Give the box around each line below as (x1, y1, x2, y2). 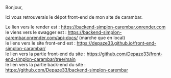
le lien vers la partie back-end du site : (5, 62, 86, 67)
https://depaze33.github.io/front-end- (76, 40, 157, 46)
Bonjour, (5, 5, 23, 10)
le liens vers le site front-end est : (5, 40, 76, 46)
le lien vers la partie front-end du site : (5, 51, 86, 57)
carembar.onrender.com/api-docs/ (5, 35, 78, 41)
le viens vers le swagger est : (5, 29, 67, 35)
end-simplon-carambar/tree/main (5, 56, 76, 62)
